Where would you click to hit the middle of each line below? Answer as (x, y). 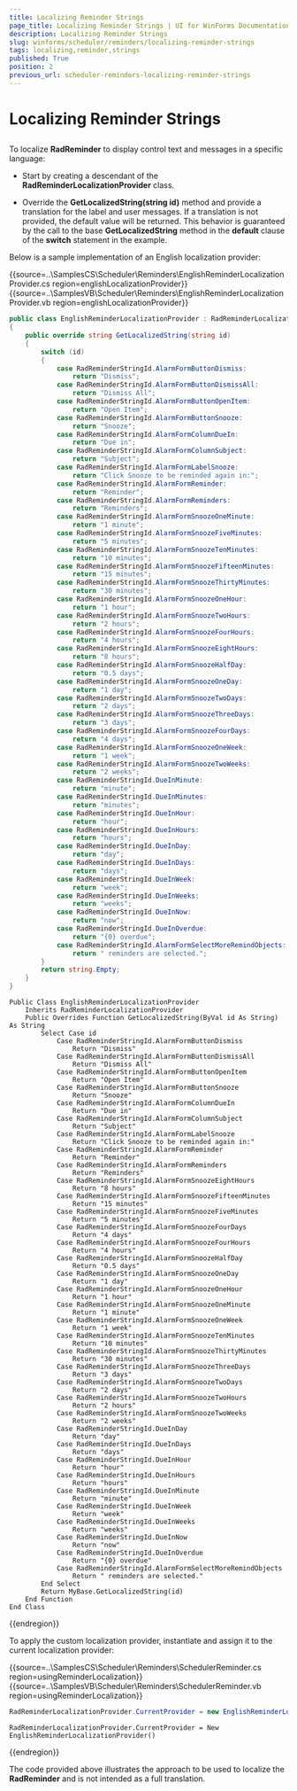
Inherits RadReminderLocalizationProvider (104, 1010)
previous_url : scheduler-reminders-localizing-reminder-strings (130, 75)
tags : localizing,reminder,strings (75, 51)
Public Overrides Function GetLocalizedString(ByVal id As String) (152, 1018)
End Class (27, 1608)
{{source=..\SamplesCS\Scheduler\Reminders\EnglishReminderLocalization (147, 275)
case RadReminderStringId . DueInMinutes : (132, 797)
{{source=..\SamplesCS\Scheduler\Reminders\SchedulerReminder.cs (136, 1668)
